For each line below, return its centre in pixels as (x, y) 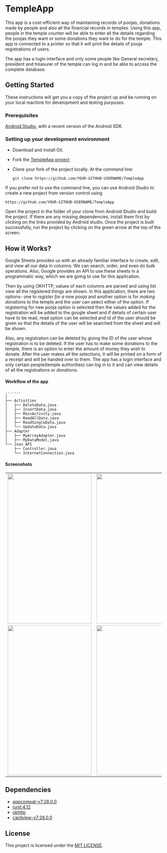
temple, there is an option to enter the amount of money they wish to (75, 349)
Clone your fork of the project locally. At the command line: (73, 169)
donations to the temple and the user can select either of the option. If (77, 302)
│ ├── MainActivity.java (33, 414)
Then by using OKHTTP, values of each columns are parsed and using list (81, 286)
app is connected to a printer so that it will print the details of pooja (74, 43)
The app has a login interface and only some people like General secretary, (82, 58)
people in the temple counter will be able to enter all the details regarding (80, 33)
